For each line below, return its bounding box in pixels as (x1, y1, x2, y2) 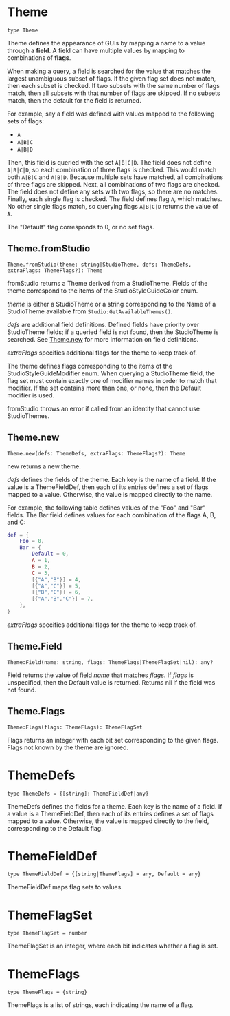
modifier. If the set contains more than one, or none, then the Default (7, 384, 201, 392)
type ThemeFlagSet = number (7, 930, 88, 937)
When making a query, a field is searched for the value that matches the (7, 67, 211, 75)
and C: (7, 518, 26, 526)
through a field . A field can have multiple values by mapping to (7, 46, 185, 54)
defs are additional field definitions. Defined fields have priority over (7, 320, 200, 329)
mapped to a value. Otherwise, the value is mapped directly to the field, (7, 817, 209, 825)
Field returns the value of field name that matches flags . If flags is (7, 671, 194, 679)
